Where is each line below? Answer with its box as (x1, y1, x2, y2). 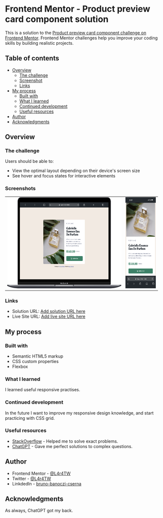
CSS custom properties (12, 358, 59, 364)
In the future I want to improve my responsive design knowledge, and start (5, 410, 154, 416)
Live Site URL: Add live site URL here (12, 313, 86, 319)
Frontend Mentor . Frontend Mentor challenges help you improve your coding (5, 35, 158, 41)
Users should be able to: (5, 158, 54, 164)
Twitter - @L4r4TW (12, 475, 51, 482)
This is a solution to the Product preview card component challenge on (5, 30, 147, 35)
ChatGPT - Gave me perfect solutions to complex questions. (12, 443, 133, 449)
